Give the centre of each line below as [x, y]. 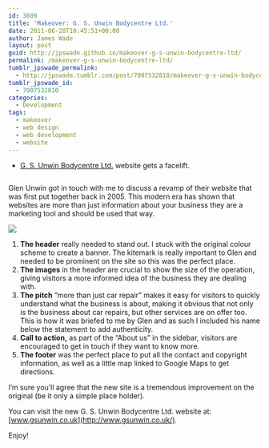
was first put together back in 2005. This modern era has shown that [122, 196]
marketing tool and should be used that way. [82, 213]
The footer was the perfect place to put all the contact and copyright [133, 354]
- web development [46, 135]
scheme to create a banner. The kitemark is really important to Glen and [138, 252]
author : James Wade [41, 38]
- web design [37, 127]
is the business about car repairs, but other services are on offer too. [133, 312]
